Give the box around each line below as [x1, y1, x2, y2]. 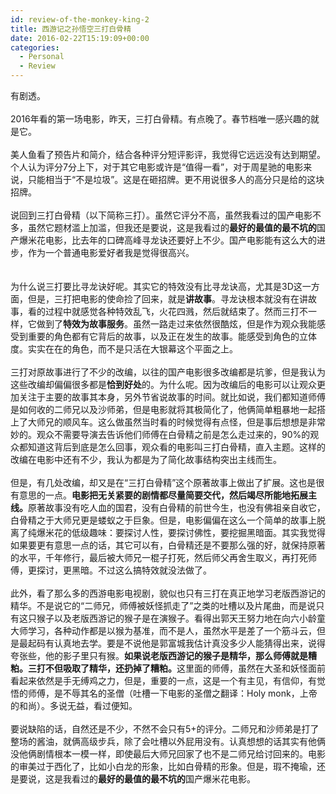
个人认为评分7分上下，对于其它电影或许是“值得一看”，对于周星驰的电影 [10, 161, 304, 173]
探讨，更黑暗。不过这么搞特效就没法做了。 [36, 564, 212, 576]
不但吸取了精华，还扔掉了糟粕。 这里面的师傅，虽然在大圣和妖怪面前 [44, 662, 326, 674]
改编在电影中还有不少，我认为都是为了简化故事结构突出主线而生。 [10, 454, 282, 465]
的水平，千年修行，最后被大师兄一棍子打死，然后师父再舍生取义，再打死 [10, 552, 308, 563]
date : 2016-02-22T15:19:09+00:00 [10, 33, 150, 43]
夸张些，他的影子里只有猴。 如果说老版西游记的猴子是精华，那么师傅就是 [10, 650, 308, 661]
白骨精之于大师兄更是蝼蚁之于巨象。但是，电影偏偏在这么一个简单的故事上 [10, 514, 317, 526]
